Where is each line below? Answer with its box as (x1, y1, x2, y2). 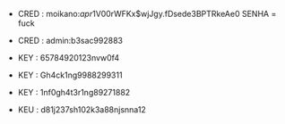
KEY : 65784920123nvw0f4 (17, 53, 119, 62)
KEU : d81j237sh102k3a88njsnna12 (17, 104, 146, 115)
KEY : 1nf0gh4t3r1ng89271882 (17, 87, 131, 97)
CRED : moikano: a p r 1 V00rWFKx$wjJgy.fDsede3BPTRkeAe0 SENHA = (17, 9, 277, 19)
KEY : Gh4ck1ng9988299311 (17, 70, 123, 80)
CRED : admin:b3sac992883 (17, 36, 124, 45)
